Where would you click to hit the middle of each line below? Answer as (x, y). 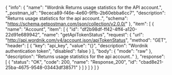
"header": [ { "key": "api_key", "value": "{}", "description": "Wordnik (77, 45)
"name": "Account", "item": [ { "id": (42, 29)
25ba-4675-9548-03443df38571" (42, 67)
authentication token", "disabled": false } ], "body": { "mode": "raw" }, (79, 51)
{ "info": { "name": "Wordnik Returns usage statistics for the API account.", (84, 7)
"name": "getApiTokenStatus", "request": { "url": (93, 35)
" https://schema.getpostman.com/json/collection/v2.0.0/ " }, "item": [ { (80, 24)
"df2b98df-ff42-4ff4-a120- (109, 29)
